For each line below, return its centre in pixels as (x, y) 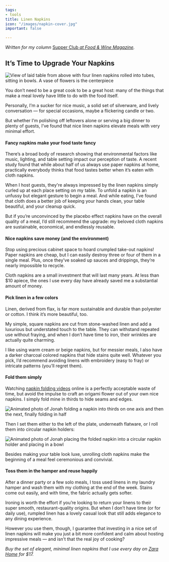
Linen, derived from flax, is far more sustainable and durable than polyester (83, 309)
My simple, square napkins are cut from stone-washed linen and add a (78, 324)
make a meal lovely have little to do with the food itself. (62, 96)
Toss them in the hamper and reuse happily (51, 471)
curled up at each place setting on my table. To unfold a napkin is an (76, 190)
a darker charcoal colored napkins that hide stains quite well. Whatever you (83, 355)
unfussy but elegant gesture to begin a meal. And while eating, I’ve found (81, 196)
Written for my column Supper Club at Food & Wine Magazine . (70, 47)
